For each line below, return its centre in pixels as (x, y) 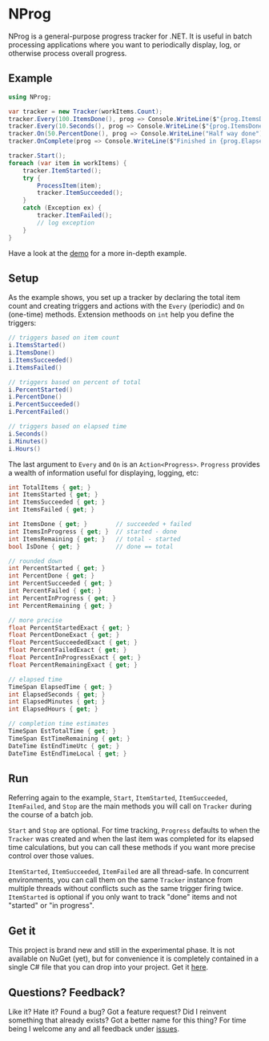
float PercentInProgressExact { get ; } (75, 658)
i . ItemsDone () (32, 353)
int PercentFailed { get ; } (55, 591)
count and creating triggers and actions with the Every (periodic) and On (126, 306)
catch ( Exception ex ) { (62, 208)
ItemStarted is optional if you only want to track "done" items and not (123, 897)
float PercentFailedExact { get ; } (68, 650)
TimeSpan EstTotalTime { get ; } (62, 731)
